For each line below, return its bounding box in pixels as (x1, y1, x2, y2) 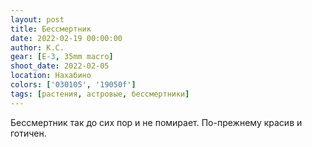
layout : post (10, 14, 65, 25)
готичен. (10, 127, 47, 139)
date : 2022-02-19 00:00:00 (10, 33, 123, 43)
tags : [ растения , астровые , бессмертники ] (10, 89, 190, 99)
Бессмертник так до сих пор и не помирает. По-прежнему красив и (10, 116, 303, 128)
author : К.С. (10, 42, 65, 53)
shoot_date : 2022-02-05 (10, 61, 110, 71)
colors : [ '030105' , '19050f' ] (10, 80, 137, 90)
